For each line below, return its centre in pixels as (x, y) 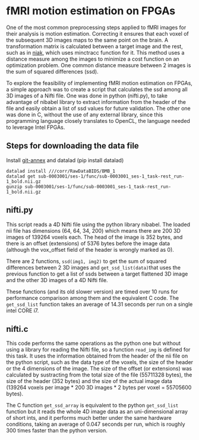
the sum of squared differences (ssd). (53, 71)
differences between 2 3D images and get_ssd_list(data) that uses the (94, 267)
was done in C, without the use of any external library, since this (85, 115)
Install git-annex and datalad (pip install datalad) (65, 160)
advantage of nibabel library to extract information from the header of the (96, 102)
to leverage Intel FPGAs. (36, 127)
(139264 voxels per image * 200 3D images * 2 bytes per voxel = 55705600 (99, 388)
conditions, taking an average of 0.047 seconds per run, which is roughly (96, 424)
